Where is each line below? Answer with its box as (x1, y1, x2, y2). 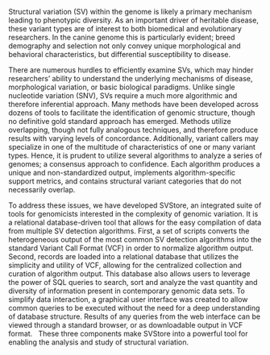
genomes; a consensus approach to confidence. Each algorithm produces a (8, 159, 260, 168)
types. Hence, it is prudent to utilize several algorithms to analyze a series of (8, 151, 263, 160)
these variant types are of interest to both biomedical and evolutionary (8, 24, 242, 33)
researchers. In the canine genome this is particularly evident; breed (8, 32, 235, 42)
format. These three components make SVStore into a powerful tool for (8, 329, 248, 338)
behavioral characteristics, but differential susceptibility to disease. (8, 50, 231, 59)
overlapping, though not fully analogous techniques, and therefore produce (8, 125, 259, 134)
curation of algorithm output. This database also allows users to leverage (8, 269, 251, 279)
